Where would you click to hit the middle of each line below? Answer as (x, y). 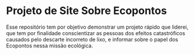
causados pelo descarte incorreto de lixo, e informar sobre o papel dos (92, 39)
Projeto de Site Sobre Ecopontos (87, 11)
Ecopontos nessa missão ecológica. (50, 46)
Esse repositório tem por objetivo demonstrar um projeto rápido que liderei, (97, 27)
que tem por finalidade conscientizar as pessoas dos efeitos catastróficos (96, 33)
